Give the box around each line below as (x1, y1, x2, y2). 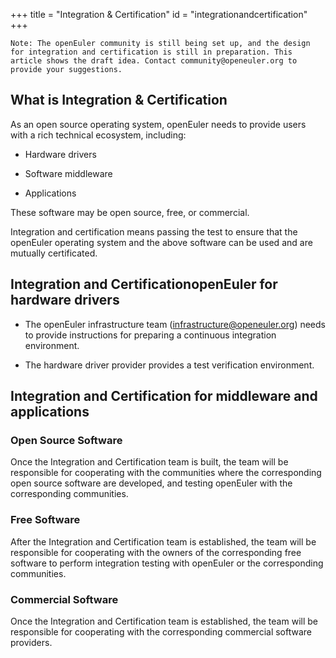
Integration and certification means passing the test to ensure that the (10, 225, 298, 238)
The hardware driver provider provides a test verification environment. (24, 359, 315, 371)
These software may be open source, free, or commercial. (10, 206, 250, 218)
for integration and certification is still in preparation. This (10, 47, 293, 57)
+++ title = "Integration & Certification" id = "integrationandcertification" (10, 9, 308, 20)
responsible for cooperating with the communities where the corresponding (10, 467, 322, 479)
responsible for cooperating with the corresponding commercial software (10, 625, 313, 638)
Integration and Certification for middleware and (10, 388, 318, 405)
